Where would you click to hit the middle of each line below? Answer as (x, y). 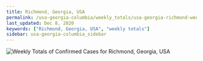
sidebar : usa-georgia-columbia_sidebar (56, 34)
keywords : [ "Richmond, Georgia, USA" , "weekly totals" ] (78, 29)
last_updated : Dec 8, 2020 (40, 23)
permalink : (20, 18)
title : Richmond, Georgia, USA (46, 12)
